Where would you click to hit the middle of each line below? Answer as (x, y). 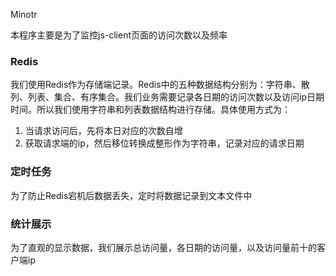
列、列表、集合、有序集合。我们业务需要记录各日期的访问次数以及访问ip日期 (167, 97)
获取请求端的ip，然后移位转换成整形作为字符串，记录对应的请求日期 (164, 143)
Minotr (24, 14)
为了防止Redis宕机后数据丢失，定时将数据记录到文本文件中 (131, 195)
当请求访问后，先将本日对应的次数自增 (103, 131)
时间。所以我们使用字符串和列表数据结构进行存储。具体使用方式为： (150, 110)
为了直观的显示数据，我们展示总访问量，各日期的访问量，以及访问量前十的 (163, 247)
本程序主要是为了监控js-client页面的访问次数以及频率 (119, 35)
